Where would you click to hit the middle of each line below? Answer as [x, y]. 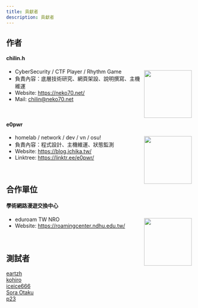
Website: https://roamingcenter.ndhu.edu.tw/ [70, 225]
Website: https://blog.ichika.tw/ [53, 151]
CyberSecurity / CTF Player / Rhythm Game [68, 71]
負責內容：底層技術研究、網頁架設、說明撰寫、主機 [77, 79]
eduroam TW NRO [37, 219]
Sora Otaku [20, 292]
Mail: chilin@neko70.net [44, 99]
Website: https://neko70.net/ [50, 93]
